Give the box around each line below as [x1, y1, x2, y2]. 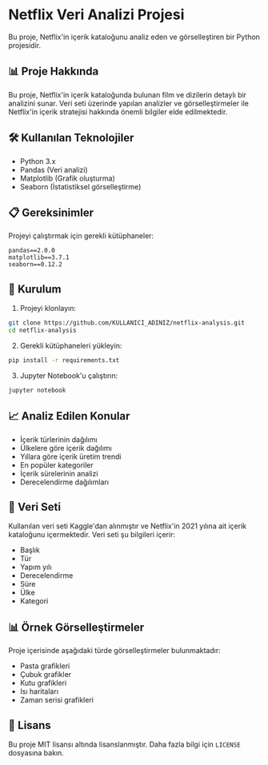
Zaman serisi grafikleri [19, 695, 94, 705]
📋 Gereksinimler [8, 205, 94, 219]
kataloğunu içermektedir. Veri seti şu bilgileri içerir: [8, 530, 176, 540]
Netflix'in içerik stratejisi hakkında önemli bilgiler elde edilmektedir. [8, 106, 228, 117]
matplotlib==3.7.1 [8, 253, 70, 261]
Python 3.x [19, 156, 56, 165]
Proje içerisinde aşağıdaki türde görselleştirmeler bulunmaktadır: [8, 646, 222, 655]
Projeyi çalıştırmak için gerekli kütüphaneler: [8, 231, 154, 241]
